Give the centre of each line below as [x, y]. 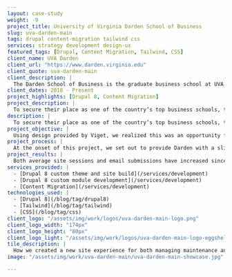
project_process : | [35, 142]
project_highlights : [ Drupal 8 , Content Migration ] [83, 97]
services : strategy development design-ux [69, 45]
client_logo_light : [35, 238]
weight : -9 [23, 20]
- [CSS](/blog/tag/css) [47, 212]
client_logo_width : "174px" [48, 225]
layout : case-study [35, 13]
